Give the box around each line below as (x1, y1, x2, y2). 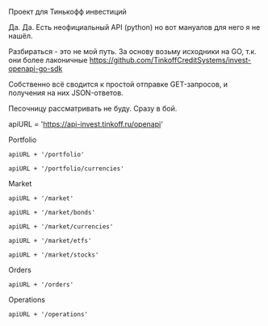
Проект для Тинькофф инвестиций (8, 7, 127, 16)
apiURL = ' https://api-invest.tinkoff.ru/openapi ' (8, 119, 164, 128)
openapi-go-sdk (8, 64, 63, 73)
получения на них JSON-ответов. (8, 88, 124, 98)
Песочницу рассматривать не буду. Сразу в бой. (8, 104, 178, 113)
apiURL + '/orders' (8, 281, 74, 289)
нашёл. (8, 31, 33, 40)
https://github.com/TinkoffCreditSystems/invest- (89, 56, 252, 65)
